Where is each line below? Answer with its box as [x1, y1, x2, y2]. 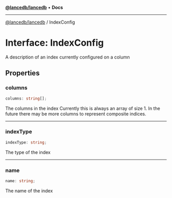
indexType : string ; [5, 140, 47, 145]
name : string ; [5, 178, 36, 184]
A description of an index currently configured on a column [5, 54, 130, 60]
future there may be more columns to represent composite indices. [5, 110, 146, 117]
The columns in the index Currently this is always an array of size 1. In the [5, 105, 160, 111]
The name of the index [5, 187, 53, 194]
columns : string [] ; [5, 96, 47, 101]
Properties [5, 69, 40, 77]
